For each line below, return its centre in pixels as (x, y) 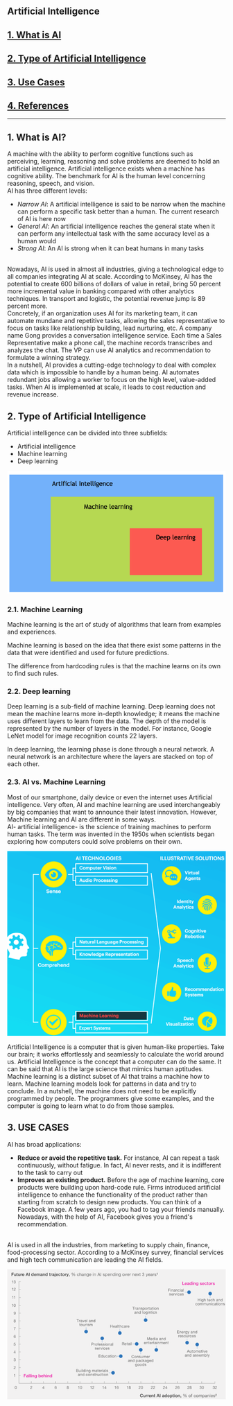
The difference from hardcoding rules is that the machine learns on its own (114, 666)
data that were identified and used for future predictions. (88, 652)
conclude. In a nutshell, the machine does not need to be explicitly (102, 1091)
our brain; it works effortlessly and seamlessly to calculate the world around (115, 1054)
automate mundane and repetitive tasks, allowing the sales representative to (116, 321)
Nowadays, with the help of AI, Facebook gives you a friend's (105, 1217)
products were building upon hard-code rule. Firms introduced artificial (119, 1187)
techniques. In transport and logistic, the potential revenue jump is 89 (106, 299)
